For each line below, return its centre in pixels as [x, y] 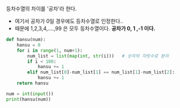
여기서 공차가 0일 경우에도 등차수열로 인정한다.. [69, 21]
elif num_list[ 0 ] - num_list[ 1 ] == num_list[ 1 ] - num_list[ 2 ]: [101, 72]
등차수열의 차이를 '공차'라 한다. [41, 9]
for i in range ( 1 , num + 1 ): [50, 50]
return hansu [33, 83]
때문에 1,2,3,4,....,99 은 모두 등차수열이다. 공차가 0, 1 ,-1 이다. [85, 28]
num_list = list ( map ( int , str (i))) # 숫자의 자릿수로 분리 [98, 56]
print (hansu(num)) [29, 99]
